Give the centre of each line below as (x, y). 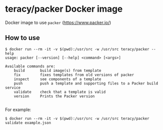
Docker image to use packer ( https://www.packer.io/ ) (58, 22)
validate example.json (28, 123)
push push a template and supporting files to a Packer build (86, 83)
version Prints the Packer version (54, 96)
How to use (22, 38)
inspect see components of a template (58, 79)
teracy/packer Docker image (64, 9)
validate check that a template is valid (60, 92)
